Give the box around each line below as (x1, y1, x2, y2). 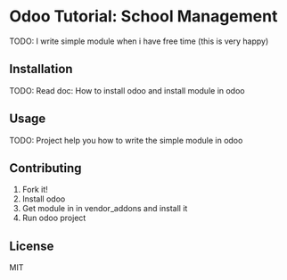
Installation (9, 62, 73, 77)
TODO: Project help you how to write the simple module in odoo (9, 135, 243, 145)
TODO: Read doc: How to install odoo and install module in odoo (9, 85, 245, 95)
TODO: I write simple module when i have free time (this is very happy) (9, 36, 269, 46)
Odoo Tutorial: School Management (9, 6, 278, 27)
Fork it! (21, 185, 49, 195)
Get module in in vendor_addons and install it (21, 203, 188, 214)
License (9, 238, 54, 253)
